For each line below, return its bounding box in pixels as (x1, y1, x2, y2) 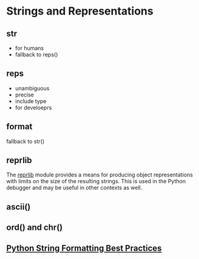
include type (15, 97, 47, 104)
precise (15, 91, 35, 98)
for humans (15, 44, 44, 52)
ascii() (6, 201, 31, 212)
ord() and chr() (6, 223, 63, 233)
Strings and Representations (6, 4, 153, 18)
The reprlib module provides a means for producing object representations (6, 171, 193, 178)
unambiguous (15, 84, 50, 92)
